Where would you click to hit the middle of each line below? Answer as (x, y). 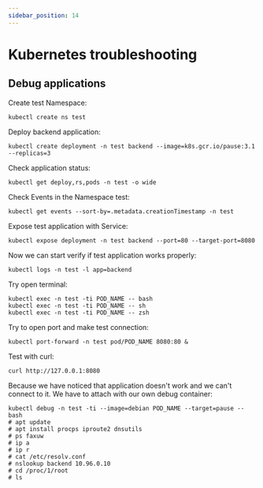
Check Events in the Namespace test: (69, 197)
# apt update (30, 422)
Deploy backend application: (54, 132)
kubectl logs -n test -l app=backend (70, 269)
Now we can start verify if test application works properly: (102, 255)
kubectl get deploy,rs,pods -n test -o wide (82, 182)
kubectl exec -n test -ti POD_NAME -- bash (81, 298)
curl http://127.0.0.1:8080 (54, 371)
